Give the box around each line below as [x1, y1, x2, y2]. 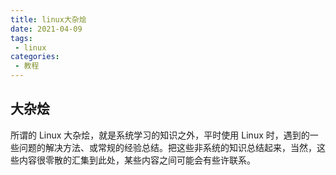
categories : [10, 52, 60, 62]
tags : [10, 33, 33, 43]
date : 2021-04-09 [10, 24, 83, 34]
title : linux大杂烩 [10, 14, 87, 25]
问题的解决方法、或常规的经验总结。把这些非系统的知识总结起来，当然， [18, 141, 317, 153]
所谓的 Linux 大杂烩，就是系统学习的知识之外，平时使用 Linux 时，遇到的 [10, 129, 310, 141]
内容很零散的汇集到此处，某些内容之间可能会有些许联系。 [18, 154, 256, 166]
